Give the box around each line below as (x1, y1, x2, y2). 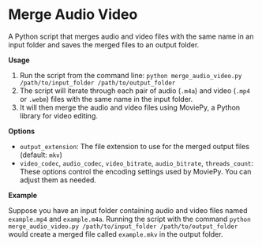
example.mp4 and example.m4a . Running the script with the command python (8, 214, 251, 223)
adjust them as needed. (19, 175, 97, 185)
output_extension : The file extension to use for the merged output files (19, 141, 250, 151)
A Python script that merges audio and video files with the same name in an (8, 32, 254, 41)
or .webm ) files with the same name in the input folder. (19, 94, 193, 103)
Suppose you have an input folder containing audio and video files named (8, 205, 248, 215)
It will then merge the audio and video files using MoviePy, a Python (19, 103, 241, 112)
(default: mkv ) (19, 150, 63, 159)
